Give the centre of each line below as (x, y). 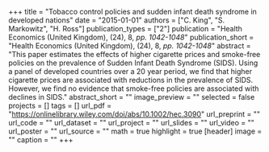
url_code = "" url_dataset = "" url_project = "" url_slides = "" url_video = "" (131, 123)
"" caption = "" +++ (41, 140)
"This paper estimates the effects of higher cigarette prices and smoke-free (134, 54)
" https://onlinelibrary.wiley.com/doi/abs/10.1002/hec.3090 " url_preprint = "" (134, 114)
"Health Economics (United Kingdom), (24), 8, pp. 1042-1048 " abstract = (130, 46)
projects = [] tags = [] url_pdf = (60, 105)
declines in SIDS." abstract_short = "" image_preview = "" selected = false (132, 97)
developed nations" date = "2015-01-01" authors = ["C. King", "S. (117, 20)
